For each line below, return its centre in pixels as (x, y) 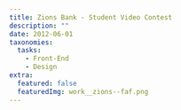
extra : (21, 75)
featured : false (47, 83)
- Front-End (47, 59)
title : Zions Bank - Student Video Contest (91, 17)
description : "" (39, 26)
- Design (41, 67)
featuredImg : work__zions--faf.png (83, 91)
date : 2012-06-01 (41, 34)
